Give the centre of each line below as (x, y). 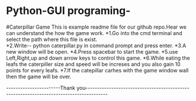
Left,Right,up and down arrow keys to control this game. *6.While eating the (98, 58)
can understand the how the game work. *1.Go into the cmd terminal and (94, 33)
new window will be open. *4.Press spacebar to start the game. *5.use (92, 51)
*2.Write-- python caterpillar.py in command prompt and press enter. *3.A (96, 46)
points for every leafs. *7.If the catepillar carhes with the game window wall (97, 70)
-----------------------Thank (41, 88)
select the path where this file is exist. (52, 39)
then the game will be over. (39, 76)
